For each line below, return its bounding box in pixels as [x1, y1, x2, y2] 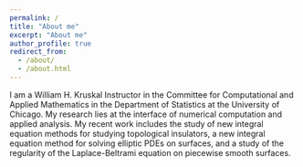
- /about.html [17, 65, 71, 74]
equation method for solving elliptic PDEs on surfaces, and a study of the [9, 138, 285, 149]
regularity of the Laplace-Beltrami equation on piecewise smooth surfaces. [9, 147, 291, 158]
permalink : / [9, 13, 59, 23]
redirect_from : [9, 47, 68, 57]
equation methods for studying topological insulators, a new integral [9, 128, 266, 139]
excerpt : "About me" [9, 30, 89, 39]
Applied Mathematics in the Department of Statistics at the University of [9, 99, 280, 110]
